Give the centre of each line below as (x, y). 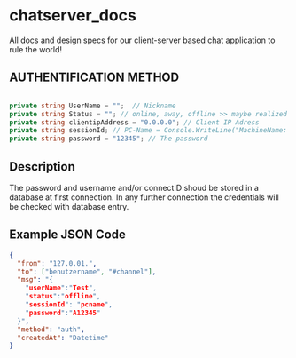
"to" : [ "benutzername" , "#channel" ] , (87, 272)
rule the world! (36, 49)
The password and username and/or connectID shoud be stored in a (134, 187)
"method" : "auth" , (51, 330)
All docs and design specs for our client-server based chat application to (142, 40)
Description (42, 167)
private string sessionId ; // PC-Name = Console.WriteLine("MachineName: (148, 131)
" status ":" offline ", (63, 297)
